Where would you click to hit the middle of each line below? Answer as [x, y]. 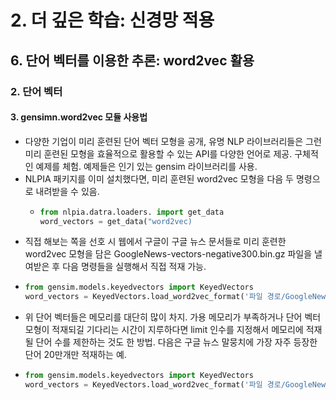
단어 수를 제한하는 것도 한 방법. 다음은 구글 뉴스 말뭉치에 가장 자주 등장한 [176, 342]
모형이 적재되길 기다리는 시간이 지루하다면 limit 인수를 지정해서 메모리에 [164, 330]
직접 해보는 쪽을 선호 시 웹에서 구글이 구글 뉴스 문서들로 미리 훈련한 [155, 242]
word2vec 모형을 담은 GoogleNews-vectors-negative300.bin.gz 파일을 [168, 254]
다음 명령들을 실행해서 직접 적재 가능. [134, 267]
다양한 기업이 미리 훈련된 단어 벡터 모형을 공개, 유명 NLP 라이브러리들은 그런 [173, 141]
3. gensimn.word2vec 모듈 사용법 [79, 117]
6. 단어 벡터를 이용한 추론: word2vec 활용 [132, 60]
